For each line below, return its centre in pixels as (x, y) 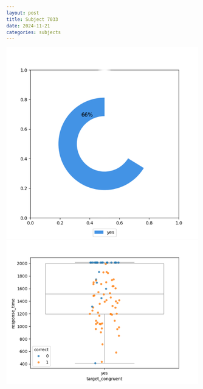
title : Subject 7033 (33, 19)
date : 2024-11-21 (28, 26)
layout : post (23, 13)
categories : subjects (34, 32)
